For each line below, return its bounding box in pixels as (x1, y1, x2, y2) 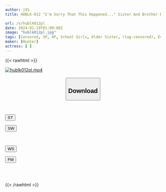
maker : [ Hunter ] (5, 39, 39, 45)
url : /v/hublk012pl (5, 21, 45, 26)
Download (68, 87, 98, 95)
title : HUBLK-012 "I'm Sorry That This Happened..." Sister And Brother (5, 12, 158, 17)
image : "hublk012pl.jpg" (5, 30, 56, 35)
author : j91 (5, 7, 30, 12)
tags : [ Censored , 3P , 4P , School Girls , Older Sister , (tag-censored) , (5, 35, 156, 40)
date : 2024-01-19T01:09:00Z (5, 25, 63, 30)
